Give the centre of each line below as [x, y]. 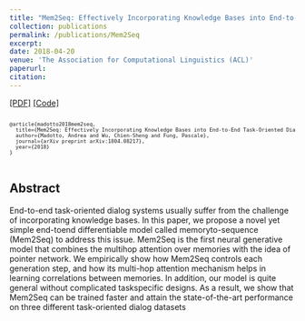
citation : [28, 77]
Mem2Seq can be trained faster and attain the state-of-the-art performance [151, 297]
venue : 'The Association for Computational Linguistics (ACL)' [132, 60]
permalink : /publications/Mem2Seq [75, 35]
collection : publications [58, 26]
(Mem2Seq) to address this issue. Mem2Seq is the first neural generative [146, 239]
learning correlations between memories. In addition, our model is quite [143, 277]
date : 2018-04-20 [42, 52]
